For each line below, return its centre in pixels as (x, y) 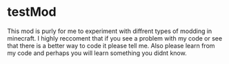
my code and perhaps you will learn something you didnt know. (97, 53)
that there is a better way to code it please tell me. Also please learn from (111, 45)
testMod (32, 12)
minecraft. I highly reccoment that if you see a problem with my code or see (115, 38)
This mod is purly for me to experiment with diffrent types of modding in (110, 31)
